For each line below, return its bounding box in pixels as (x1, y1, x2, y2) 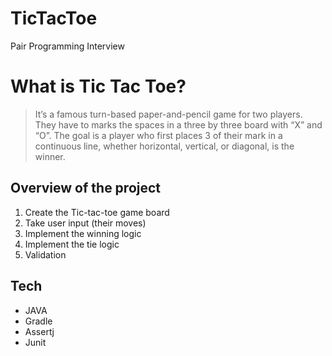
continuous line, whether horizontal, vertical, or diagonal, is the (34, 140, 295, 152)
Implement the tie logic (24, 238, 120, 250)
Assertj (24, 325, 55, 337)
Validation (24, 248, 67, 261)
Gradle (24, 315, 53, 327)
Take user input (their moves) (24, 217, 147, 229)
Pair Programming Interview (10, 40, 125, 52)
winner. (34, 150, 66, 162)
